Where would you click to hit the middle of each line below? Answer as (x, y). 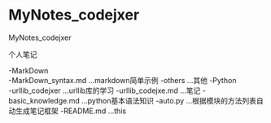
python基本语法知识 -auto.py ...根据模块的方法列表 (172, 100)
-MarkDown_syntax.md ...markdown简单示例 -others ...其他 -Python (122, 80)
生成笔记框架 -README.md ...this (71, 111)
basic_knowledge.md (44, 100)
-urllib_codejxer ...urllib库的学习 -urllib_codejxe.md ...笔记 (105, 90)
